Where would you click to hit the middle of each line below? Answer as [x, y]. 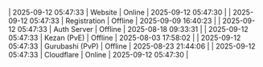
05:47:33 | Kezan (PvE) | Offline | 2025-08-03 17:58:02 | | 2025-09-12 [125, 37]
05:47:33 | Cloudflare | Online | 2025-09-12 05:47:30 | [99, 55]
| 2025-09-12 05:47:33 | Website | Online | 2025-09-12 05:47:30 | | [120, 12]
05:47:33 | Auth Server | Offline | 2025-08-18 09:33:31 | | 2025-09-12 [133, 29]
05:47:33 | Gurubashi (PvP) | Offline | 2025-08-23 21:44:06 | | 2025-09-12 [132, 46]
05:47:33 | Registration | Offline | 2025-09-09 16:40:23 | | [125, 21]
